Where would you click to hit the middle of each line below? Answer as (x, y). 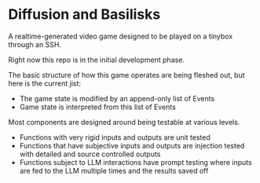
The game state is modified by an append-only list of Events (117, 98)
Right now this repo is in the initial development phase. (96, 60)
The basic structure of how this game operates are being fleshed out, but (126, 75)
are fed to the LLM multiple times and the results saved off (114, 170)
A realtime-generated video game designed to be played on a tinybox (121, 36)
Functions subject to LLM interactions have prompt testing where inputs (136, 162)
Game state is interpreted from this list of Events (98, 107)
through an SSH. (35, 44)
